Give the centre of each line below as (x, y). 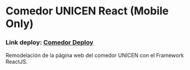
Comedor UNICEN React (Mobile (87, 11)
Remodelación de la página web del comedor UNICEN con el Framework (95, 56)
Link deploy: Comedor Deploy (50, 42)
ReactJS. (17, 62)
